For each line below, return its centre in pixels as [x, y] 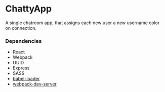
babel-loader [26, 79]
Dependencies [24, 41]
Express [21, 68]
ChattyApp [29, 9]
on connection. [21, 28]
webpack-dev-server [35, 84]
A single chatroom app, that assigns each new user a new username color [82, 23]
